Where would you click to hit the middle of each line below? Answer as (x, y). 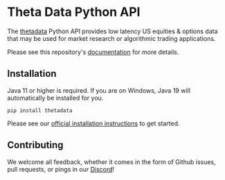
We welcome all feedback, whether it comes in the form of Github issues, (111, 162)
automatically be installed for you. (55, 98)
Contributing (35, 145)
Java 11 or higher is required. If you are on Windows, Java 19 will (99, 90)
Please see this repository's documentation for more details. (93, 52)
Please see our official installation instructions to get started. (93, 123)
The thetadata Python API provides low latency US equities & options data (112, 31)
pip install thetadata (40, 110)
